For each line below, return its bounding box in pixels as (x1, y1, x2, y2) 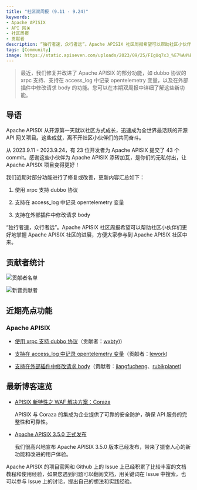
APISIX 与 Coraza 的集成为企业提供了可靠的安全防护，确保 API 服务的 (14, 411, 182, 418)
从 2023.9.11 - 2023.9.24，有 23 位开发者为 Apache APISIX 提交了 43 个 (6, 146, 180, 154)
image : (6, 52, 22, 58)
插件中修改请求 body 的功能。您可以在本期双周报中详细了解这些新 (20, 84, 180, 91)
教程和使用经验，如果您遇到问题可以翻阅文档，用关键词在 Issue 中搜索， (6, 470, 181, 477)
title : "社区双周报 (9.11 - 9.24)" (6, 8, 89, 15)
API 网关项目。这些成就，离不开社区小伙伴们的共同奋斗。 (6, 134, 145, 141)
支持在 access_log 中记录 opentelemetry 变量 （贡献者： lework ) (14, 350, 168, 357)
